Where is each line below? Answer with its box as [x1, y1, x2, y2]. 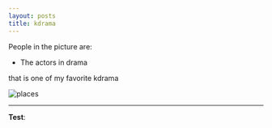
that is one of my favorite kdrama [8, 73, 119, 83]
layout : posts [8, 11, 57, 20]
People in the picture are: [8, 41, 93, 51]
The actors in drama [19, 58, 87, 67]
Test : [8, 112, 26, 122]
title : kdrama [8, 19, 57, 28]
